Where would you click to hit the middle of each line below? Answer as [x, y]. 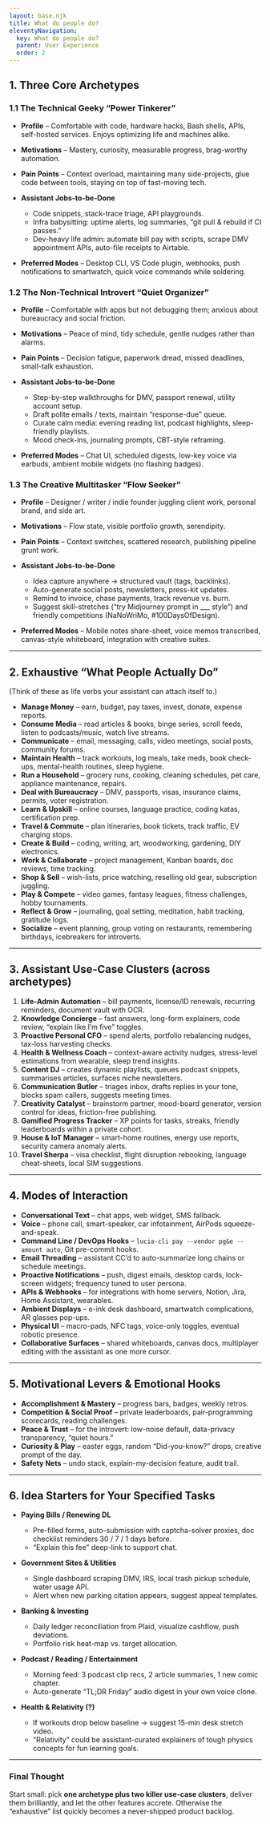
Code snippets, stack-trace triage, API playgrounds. [118, 213]
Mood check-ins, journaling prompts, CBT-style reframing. [129, 440]
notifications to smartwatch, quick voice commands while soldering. [133, 271]
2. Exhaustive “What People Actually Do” [114, 672]
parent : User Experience [58, 46]
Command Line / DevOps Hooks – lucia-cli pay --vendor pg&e [127, 1241]
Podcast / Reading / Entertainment [79, 1659]
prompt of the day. [51, 1455]
